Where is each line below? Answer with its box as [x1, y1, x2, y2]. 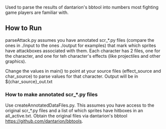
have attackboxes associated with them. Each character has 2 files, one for [5, 47, 160, 54]
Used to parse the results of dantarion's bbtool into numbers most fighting [5, 4, 159, 10]
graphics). [5, 58, 27, 64]
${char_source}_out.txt [5, 78, 53, 84]
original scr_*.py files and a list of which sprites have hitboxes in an [5, 108, 143, 114]
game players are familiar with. [5, 9, 69, 15]
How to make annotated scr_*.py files [5, 91, 98, 98]
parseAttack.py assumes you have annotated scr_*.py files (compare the [5, 37, 154, 43]
